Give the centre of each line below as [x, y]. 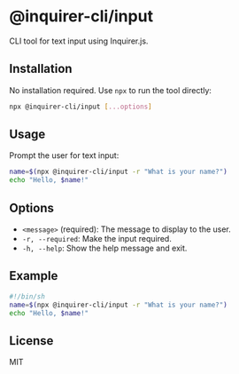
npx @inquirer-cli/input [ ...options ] [81, 107]
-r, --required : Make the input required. [97, 239]
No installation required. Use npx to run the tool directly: [111, 90]
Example [34, 276]
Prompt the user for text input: [64, 155]
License [31, 341]
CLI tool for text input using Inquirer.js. [79, 41]
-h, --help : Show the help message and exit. [104, 248]
